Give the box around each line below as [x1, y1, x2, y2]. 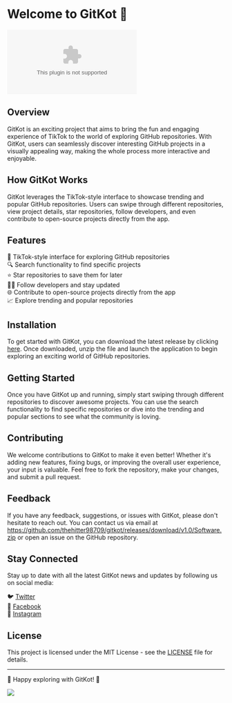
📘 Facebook [7, 602, 41, 610]
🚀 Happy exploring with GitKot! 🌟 [7, 675, 100, 684]
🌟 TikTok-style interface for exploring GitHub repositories [7, 253, 171, 261]
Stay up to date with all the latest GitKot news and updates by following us [7, 571, 218, 579]
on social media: [7, 579, 54, 587]
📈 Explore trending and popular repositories [7, 296, 133, 305]
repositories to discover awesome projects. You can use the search [7, 398, 199, 406]
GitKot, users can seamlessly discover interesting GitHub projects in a [7, 139, 206, 148]
